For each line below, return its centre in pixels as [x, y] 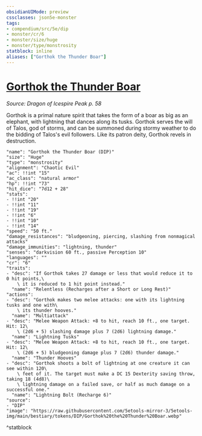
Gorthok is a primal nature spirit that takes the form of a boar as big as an [97, 115]
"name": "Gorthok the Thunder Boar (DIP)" [60, 152]
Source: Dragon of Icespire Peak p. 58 [54, 103]
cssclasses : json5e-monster [42, 18]
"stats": [17, 194]
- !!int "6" [21, 215]
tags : [13, 23]
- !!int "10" [23, 220]
